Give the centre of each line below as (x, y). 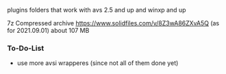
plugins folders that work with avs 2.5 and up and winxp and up (97, 10)
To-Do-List (26, 48)
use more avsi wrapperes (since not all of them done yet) (98, 63)
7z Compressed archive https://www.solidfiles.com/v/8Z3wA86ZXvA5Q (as (113, 23)
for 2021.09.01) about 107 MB (48, 30)
